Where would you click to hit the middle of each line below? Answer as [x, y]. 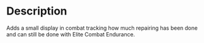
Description [37, 11]
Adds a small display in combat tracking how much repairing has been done [102, 28]
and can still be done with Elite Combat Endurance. [71, 34]
